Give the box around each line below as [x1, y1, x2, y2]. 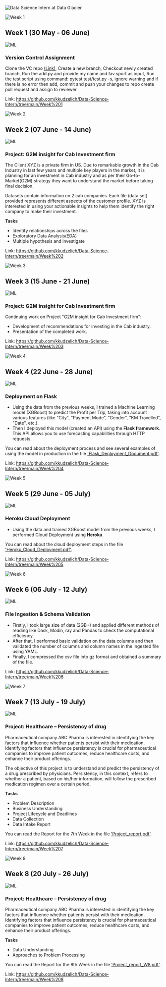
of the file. [12, 659, 34, 665]
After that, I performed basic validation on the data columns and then [12, 638, 154, 644]
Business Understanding [12, 805, 63, 811]
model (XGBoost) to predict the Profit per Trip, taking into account [12, 409, 147, 416]
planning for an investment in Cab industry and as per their [5, 172, 125, 178]
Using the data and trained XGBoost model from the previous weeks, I [12, 526, 155, 532]
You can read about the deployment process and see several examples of [5, 445, 156, 451]
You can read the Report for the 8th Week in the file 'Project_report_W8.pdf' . [5, 961, 161, 967]
